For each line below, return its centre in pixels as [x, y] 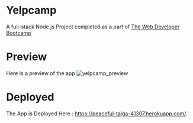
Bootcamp [19, 33]
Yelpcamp [31, 10]
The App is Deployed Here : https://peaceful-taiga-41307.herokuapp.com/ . [97, 114]
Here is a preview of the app [41, 73]
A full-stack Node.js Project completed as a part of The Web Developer [93, 27]
